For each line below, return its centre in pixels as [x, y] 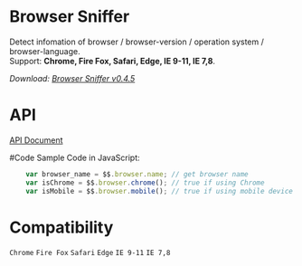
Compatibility [61, 227]
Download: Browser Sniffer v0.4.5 [72, 78]
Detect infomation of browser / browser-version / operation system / [137, 42]
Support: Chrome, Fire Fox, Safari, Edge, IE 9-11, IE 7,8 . [112, 61]
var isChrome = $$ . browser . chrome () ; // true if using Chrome [145, 183]
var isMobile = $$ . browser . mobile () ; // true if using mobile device [160, 191]
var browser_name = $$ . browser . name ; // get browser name [137, 174]
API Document [36, 140]
